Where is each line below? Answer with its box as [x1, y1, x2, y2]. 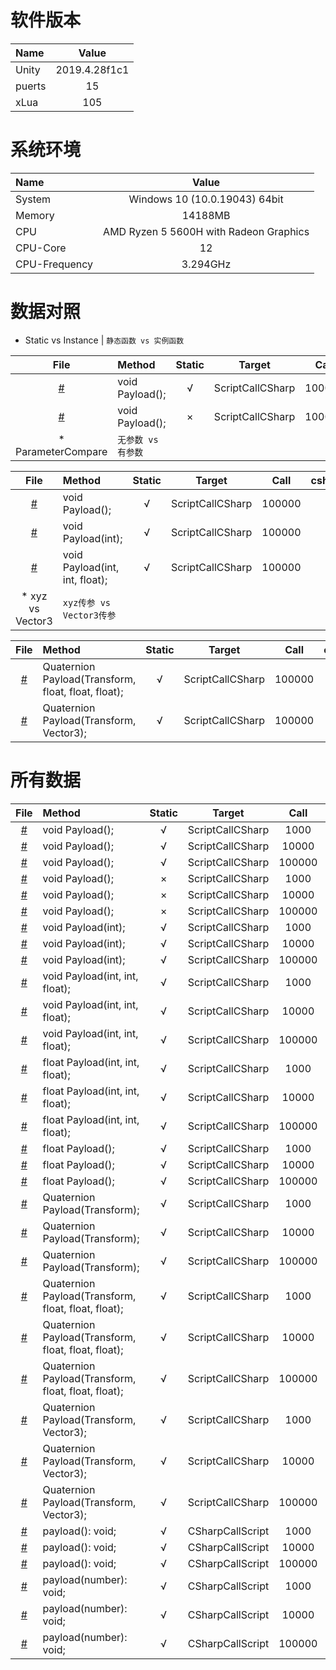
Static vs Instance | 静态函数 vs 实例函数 [24, 334, 185, 346]
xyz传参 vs [62, 597, 112, 608]
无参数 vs [117, 434, 159, 445]
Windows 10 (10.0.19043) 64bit [128, 192, 284, 206]
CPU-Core [15, 241, 67, 255]
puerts [15, 79, 47, 93]
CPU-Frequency [15, 257, 94, 271]
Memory [15, 208, 55, 222]
